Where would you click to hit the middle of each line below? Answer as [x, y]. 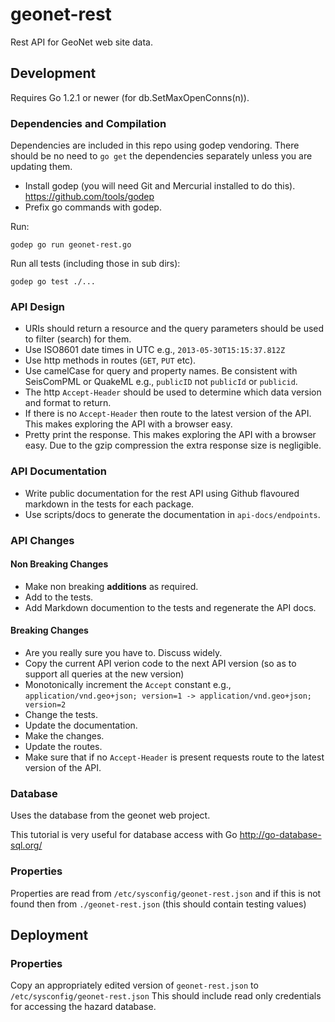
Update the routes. [63, 746]
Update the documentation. [81, 725]
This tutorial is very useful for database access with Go [124, 835]
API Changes [42, 540]
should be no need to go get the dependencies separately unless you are [161, 156]
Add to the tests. [59, 597]
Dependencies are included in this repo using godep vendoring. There [155, 145]
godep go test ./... [53, 282]
